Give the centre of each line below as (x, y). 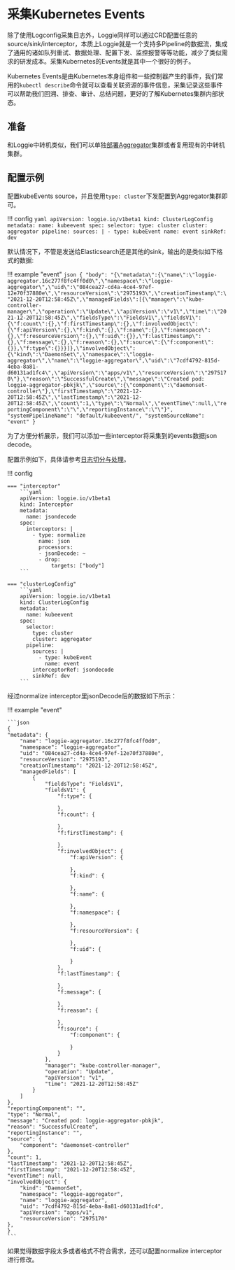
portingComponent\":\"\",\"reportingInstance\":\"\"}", (90, 409)
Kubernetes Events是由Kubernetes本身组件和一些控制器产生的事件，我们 (112, 76)
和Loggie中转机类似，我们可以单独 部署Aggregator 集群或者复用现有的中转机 (116, 145)
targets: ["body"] (78, 565)
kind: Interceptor (47, 505)
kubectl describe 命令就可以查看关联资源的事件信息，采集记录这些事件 (121, 85)
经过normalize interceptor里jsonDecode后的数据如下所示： (92, 696)
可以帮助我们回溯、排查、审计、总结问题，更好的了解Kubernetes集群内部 (113, 93)
